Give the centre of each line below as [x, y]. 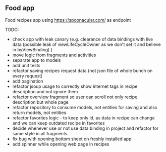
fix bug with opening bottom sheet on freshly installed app [72, 139]
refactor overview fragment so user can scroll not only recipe [75, 97]
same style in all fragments [40, 133]
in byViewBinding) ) [32, 49]
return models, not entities [39, 113]
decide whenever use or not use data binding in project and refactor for [85, 128]
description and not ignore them [45, 91]
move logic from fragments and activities [54, 55]
